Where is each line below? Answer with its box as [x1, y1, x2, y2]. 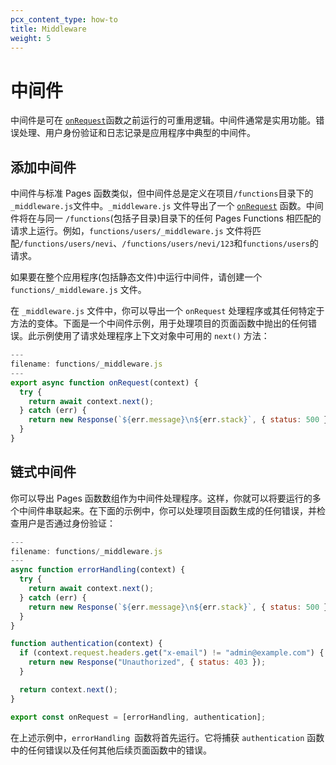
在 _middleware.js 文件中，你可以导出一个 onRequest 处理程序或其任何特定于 [10, 305, 325, 317]
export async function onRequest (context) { [10, 377, 199, 388]
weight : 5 [10, 33, 52, 43]
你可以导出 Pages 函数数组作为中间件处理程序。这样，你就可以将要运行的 [10, 492, 313, 504]
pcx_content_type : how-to [10, 14, 118, 25]
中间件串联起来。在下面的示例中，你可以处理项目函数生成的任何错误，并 [18, 504, 317, 516]
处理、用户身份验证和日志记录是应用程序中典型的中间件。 [18, 127, 256, 139]
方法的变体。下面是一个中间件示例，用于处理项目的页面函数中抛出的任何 [10, 317, 308, 330]
